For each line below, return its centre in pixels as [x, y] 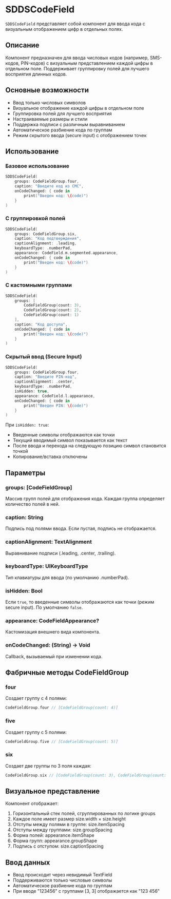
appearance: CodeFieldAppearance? [52, 621]
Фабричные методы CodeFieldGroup [67, 673]
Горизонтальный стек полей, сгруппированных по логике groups [84, 814]
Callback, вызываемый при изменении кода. [54, 656]
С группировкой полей [35, 218]
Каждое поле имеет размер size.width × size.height [69, 819]
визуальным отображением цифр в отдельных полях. [64, 29]
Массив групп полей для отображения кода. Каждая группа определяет [85, 499]
